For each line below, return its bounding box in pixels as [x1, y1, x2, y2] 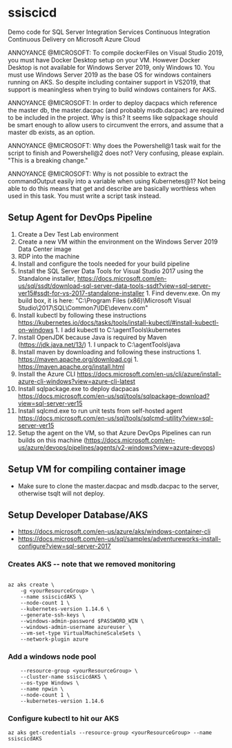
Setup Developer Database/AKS [8, 509, 148, 520]
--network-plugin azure [20, 635, 89, 643]
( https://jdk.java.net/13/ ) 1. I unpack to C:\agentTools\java [17, 340, 181, 349]
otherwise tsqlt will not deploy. [17, 489, 106, 498]
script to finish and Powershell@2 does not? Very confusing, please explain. [8, 149, 224, 157]
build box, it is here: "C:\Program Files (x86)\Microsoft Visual [17, 296, 191, 304]
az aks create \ [8, 581, 55, 588]
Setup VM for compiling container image [8, 464, 186, 475]
